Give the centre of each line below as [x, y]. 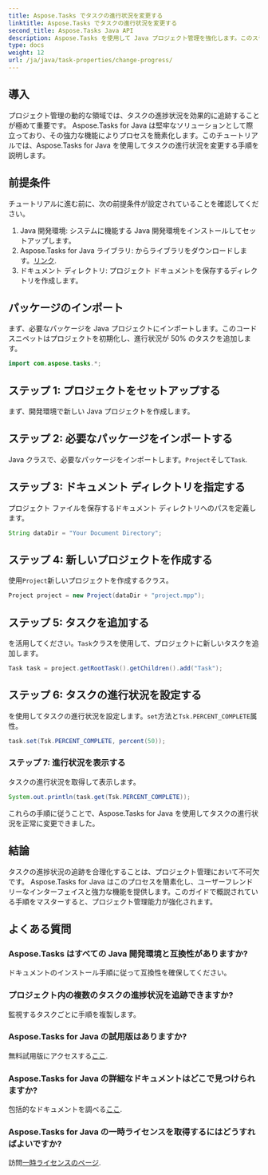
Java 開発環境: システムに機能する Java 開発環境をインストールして [131, 230]
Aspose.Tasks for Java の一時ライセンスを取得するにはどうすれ [132, 1132]
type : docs [26, 45]
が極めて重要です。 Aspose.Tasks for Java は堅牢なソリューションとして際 [131, 125]
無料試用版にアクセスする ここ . [58, 1055]
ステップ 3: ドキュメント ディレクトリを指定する [127, 487]
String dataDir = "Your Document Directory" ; [85, 533]
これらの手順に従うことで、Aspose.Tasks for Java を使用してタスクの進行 [130, 813]
